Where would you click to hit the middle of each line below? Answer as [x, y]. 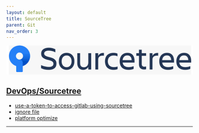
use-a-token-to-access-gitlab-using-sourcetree [73, 105]
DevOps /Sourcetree [44, 91]
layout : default [26, 12]
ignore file [27, 112]
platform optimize [36, 118]
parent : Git [21, 25]
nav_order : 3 [22, 31]
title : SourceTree [29, 19]
